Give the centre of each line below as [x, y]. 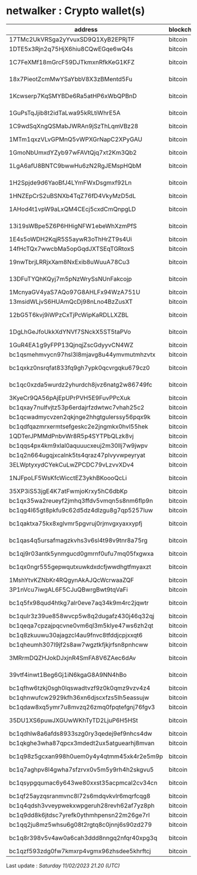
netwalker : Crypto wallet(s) [76, 11]
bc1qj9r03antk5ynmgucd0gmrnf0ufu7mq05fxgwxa [81, 554]
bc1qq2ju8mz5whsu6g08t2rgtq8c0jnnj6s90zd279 [81, 824]
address [86, 29]
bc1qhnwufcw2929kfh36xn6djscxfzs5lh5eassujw [79, 698]
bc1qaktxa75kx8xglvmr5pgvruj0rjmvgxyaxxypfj [76, 523]
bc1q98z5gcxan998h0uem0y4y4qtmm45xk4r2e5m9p [86, 756]
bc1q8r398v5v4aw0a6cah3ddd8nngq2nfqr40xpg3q [83, 837]
